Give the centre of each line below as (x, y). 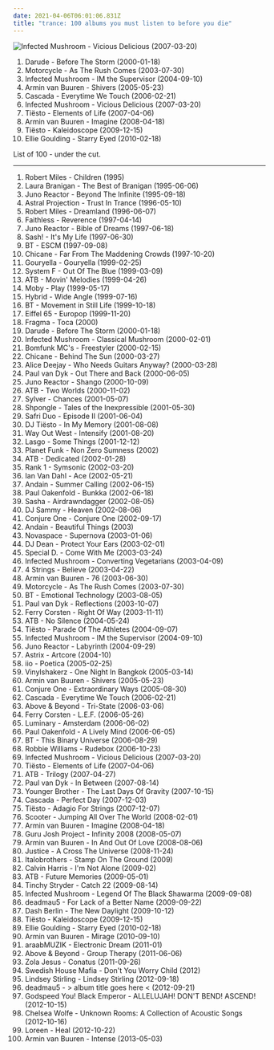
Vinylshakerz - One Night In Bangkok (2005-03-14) (109, 672)
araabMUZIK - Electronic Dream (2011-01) (93, 945)
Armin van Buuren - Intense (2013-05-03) (93, 1038)
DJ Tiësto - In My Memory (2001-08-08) (92, 424)
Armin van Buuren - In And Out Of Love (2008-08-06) (114, 842)
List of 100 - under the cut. (57, 154)
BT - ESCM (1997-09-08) (66, 245)
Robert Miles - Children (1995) (75, 177)
